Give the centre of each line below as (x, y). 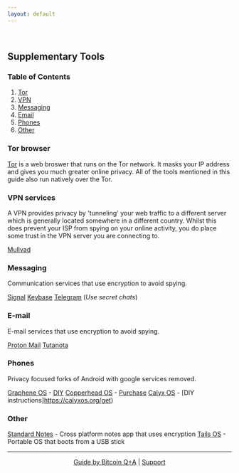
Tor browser (29, 149)
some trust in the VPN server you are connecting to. (84, 235)
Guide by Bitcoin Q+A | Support (119, 462)
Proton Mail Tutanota (38, 345)
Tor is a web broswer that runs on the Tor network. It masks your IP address (118, 164)
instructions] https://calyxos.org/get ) (60, 400)
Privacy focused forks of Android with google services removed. (102, 378)
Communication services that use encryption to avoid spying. (97, 283)
